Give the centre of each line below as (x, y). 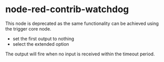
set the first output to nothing (43, 39)
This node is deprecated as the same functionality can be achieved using (82, 23)
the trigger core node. (28, 28)
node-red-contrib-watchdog (67, 9)
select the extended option (41, 44)
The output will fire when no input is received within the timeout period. (80, 54)
